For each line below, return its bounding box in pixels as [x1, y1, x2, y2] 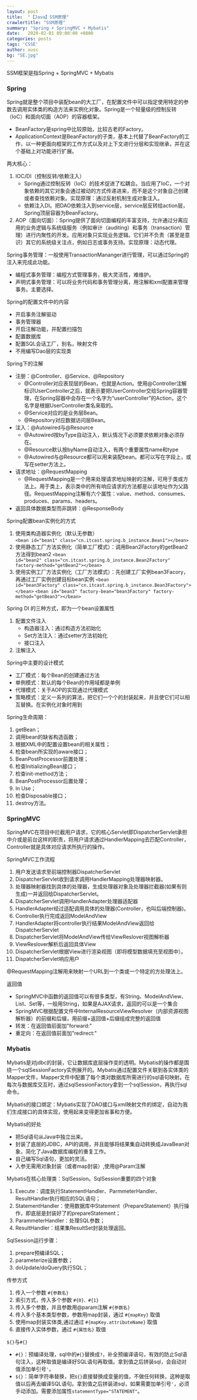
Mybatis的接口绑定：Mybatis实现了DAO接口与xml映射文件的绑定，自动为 [6, 1101, 183, 1108]
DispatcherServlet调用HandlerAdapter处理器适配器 [15, 898, 138, 905]
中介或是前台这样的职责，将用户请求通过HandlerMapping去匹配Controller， [6, 836, 189, 843]
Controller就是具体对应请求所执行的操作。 [6, 843, 108, 850]
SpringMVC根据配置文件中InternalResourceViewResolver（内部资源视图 [15, 1008, 189, 1015]
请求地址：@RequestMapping [15, 468, 87, 475]
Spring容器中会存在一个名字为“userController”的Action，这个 [39, 395, 187, 402]
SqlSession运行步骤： [6, 1237, 59, 1244]
